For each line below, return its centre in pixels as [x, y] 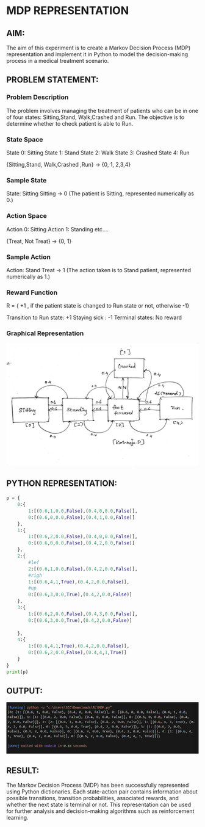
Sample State [27, 180]
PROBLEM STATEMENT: [52, 80]
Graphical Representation [45, 333]
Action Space [27, 216]
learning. [17, 818]
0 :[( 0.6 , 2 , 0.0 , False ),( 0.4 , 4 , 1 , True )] [77, 653]
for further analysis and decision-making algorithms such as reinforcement [100, 811]
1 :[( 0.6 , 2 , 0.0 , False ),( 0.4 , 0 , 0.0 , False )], [83, 537]
